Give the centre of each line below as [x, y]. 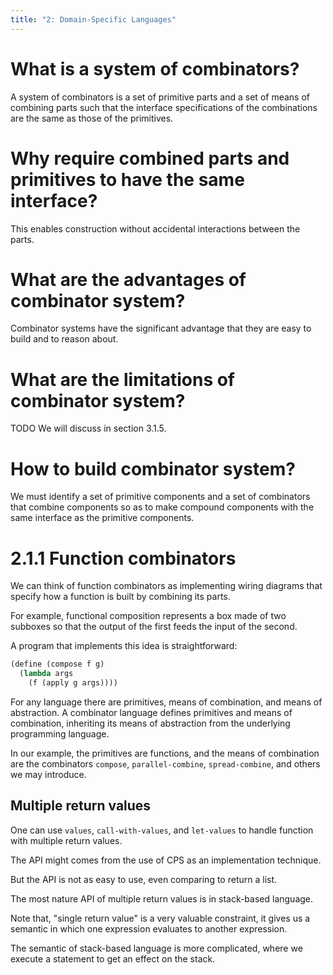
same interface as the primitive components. [102, 518]
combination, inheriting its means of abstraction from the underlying [150, 723]
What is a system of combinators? [155, 68]
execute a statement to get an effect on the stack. [113, 958]
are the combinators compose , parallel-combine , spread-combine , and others [165, 763]
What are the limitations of [123, 379]
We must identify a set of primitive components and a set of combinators [160, 497]
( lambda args [46, 674]
